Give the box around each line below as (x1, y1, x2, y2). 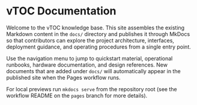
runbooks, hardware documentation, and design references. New (6, 61, 168, 68)
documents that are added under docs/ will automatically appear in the (6, 67, 181, 74)
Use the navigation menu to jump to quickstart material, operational (6, 55, 173, 62)
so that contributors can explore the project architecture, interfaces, (6, 37, 174, 44)
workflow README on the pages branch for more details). (6, 92, 148, 99)
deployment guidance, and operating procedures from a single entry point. (6, 43, 191, 50)
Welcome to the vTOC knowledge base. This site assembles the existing (6, 24, 185, 31)
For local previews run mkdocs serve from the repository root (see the (6, 85, 177, 92)
